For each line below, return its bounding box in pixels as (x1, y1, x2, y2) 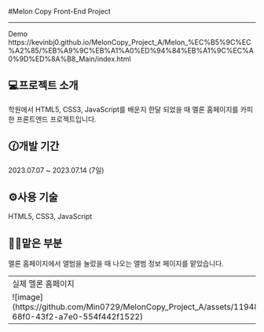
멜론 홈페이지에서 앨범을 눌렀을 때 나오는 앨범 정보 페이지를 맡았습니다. (8, 259, 224, 268)
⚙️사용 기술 (8, 191, 59, 204)
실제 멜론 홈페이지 (12, 279, 75, 290)
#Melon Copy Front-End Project (8, 7, 112, 16)
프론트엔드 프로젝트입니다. (16, 114, 97, 124)
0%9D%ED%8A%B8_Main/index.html (8, 54, 131, 64)
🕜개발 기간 (8, 140, 60, 153)
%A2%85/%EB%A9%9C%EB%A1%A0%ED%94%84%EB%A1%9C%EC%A (8, 46, 254, 55)
